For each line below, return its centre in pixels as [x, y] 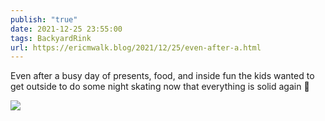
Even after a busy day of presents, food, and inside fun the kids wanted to [162, 76]
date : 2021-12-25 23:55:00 [66, 29]
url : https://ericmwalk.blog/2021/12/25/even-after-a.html [136, 47]
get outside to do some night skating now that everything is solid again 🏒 [160, 87]
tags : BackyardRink [51, 38]
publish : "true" [44, 19]
